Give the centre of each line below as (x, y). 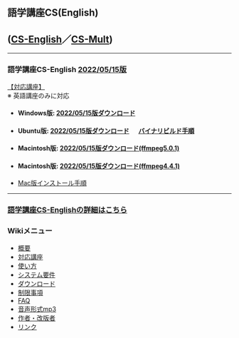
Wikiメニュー (30, 231)
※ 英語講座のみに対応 (38, 96)
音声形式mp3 (37, 309)
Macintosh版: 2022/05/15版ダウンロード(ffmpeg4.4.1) (99, 165)
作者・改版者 (36, 318)
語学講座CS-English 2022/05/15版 (67, 70)
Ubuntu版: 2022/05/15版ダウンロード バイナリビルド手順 (106, 130)
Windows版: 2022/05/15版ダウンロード (76, 113)
